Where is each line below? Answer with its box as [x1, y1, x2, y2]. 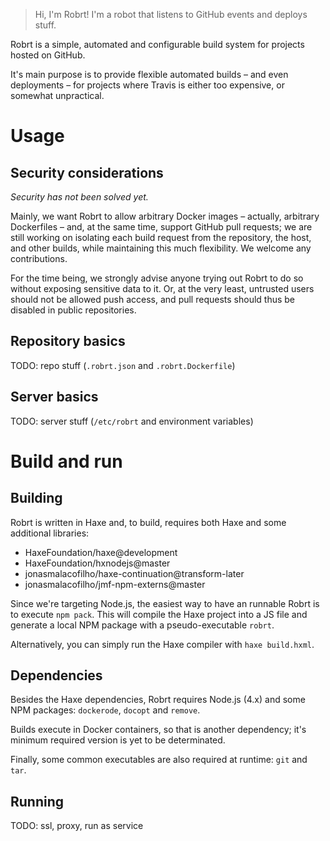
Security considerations [10, 164, 164, 181]
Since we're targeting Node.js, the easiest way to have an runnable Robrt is [10, 597, 320, 609]
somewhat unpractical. [10, 90, 105, 101]
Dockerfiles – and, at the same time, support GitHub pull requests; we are [10, 221, 313, 233]
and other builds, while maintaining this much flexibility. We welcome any [10, 242, 312, 254]
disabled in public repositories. [10, 304, 137, 316]
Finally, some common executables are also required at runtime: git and [10, 754, 308, 766]
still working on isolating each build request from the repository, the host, [10, 232, 312, 243]
